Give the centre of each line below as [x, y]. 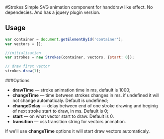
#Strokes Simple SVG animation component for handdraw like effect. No [79, 7]
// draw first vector [28, 66]
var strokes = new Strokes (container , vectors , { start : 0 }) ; [70, 57]
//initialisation [23, 53]
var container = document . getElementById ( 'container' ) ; [64, 39]
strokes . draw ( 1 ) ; [23, 71]
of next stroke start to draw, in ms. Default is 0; [60, 111]
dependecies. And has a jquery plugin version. [53, 12]
